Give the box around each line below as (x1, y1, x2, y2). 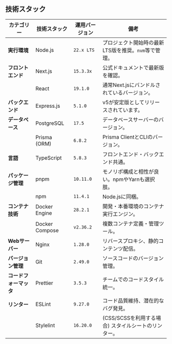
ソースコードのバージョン (102, 255, 164, 262)
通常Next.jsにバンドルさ (102, 81, 161, 88)
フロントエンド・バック (102, 150, 159, 158)
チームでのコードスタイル (102, 276, 164, 283)
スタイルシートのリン (111, 322, 163, 329)
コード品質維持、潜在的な (102, 297, 164, 304)
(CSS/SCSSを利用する (102, 314, 156, 321)
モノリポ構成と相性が (102, 168, 154, 175)
